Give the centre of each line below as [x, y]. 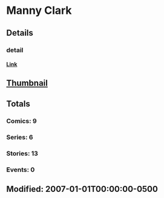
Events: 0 [21, 170]
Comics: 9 [22, 121]
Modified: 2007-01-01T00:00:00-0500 [82, 189]
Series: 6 [20, 137]
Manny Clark [39, 11]
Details [20, 33]
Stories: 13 [22, 153]
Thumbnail [27, 83]
